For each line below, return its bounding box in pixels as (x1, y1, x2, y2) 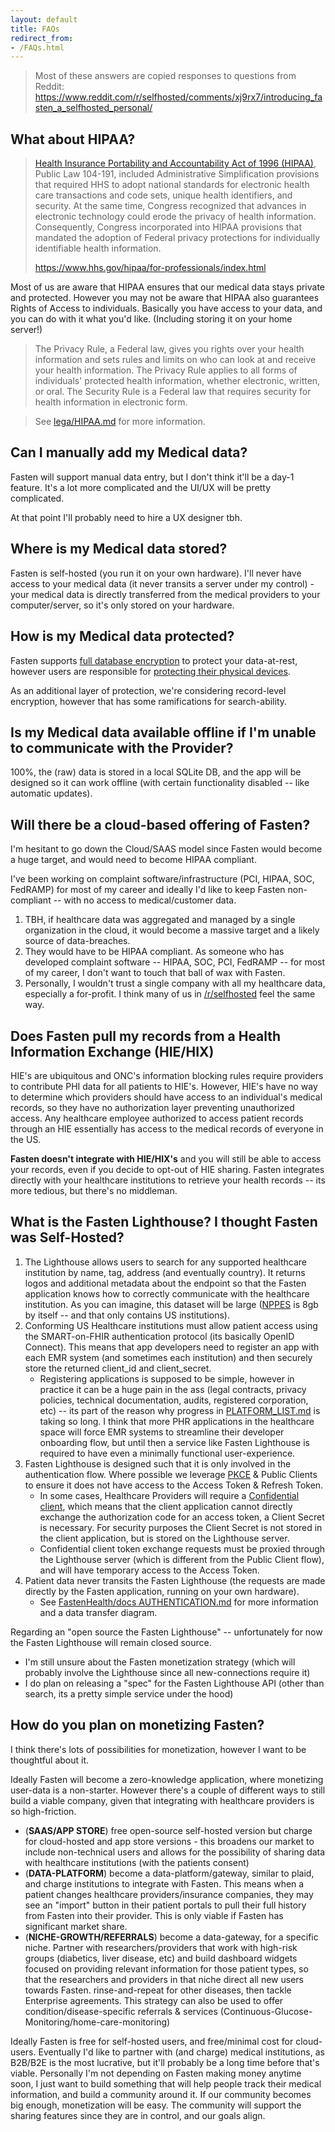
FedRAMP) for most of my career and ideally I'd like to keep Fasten (10, 884, 286, 896)
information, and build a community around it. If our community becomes (10, 2088, 312, 2100)
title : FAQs (10, 24, 60, 34)
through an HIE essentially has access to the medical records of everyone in (10, 1122, 324, 1135)
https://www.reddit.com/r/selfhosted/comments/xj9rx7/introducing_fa (34, 91, 323, 103)
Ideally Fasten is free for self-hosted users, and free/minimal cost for (10, 2035, 294, 2047)
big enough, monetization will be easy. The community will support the (10, 2099, 302, 2111)
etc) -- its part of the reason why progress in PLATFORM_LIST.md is (39, 1404, 321, 1416)
